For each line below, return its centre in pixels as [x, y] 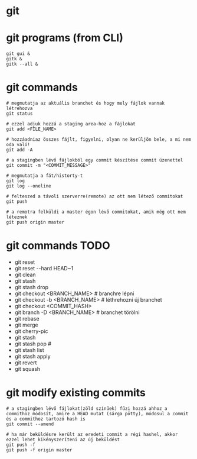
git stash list [29, 350]
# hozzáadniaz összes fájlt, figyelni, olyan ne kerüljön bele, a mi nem [99, 140]
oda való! [18, 145]
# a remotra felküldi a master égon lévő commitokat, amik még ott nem [96, 212]
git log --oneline [29, 186]
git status [19, 114]
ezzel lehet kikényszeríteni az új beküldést [63, 439]
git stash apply [33, 356]
